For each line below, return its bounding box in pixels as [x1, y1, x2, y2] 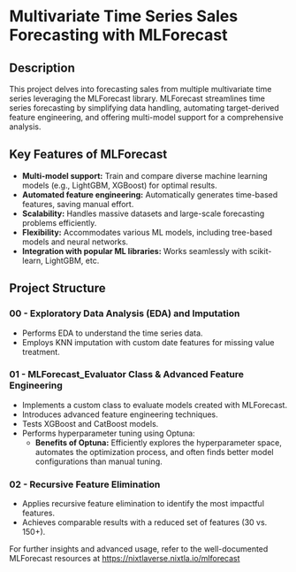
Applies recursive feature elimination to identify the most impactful [21, 499, 265, 509]
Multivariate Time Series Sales [9, 6, 239, 27]
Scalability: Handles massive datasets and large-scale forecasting [21, 208, 265, 219]
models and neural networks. [21, 236, 129, 247]
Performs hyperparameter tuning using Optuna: [21, 428, 196, 438]
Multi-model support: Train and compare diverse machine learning [21, 170, 268, 181]
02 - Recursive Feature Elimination [9, 478, 161, 491]
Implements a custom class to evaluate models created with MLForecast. [21, 399, 288, 410]
